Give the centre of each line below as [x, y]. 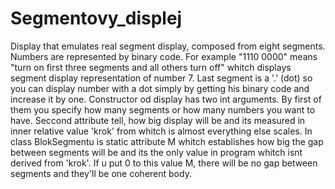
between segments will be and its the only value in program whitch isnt [156, 152]
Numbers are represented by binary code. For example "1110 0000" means [164, 56]
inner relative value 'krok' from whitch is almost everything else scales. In [161, 131]
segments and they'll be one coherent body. [101, 173]
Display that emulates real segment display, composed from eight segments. [168, 46]
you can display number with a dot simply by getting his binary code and [160, 88]
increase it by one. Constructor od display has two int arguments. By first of [166, 99]
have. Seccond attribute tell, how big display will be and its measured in [158, 120]
